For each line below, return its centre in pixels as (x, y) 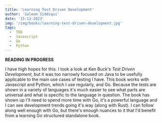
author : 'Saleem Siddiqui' (32, 14)
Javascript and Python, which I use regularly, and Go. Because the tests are (81, 84)
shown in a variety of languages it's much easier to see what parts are (75, 89)
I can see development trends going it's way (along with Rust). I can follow (79, 105)
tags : (10, 28)
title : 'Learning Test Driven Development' (50, 9)
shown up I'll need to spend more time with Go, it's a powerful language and (81, 100)
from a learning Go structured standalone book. (53, 115)
